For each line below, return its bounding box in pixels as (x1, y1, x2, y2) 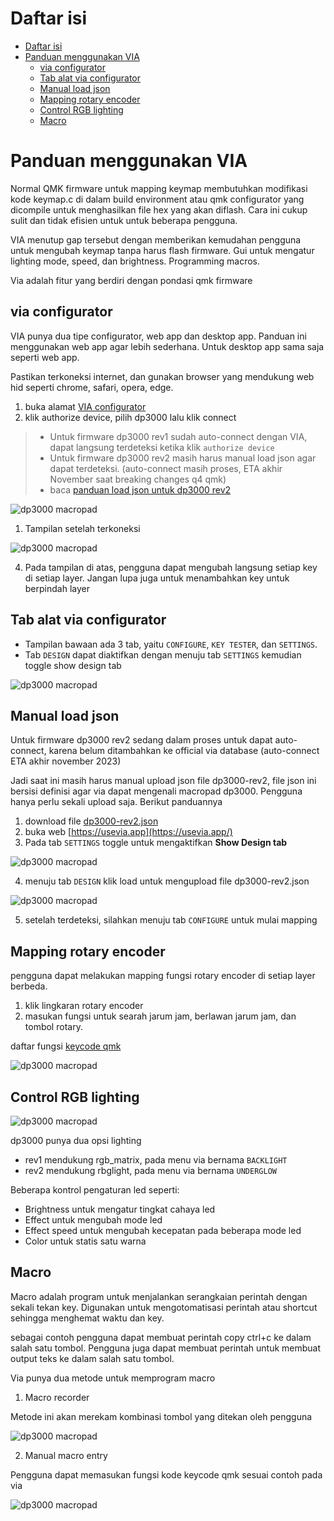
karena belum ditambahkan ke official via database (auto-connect (48, 745, 320, 757)
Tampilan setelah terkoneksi (24, 522, 141, 534)
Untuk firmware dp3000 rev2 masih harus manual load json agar (49, 452, 317, 464)
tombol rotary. (24, 1021, 83, 1033)
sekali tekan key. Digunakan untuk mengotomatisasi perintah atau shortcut (10, 1301, 318, 1313)
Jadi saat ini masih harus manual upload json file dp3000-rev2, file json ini (10, 775, 317, 787)
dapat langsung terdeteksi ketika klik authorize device (49, 441, 275, 453)
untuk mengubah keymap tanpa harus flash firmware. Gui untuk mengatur (10, 244, 315, 256)
